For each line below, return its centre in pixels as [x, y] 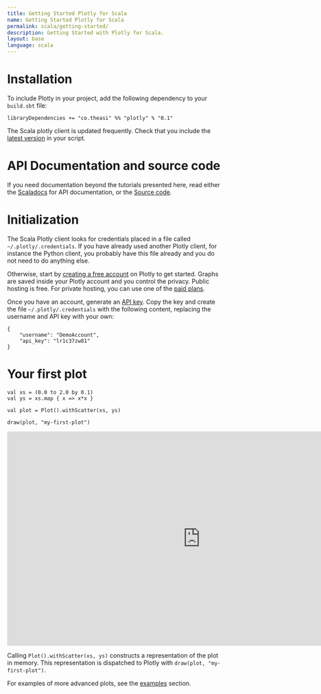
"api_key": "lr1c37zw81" [55, 341]
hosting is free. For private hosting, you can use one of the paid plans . [106, 288]
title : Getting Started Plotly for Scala [67, 13]
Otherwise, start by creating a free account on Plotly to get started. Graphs [113, 274]
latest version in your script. [46, 138]
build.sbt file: [27, 105]
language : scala [30, 45]
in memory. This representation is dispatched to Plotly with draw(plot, [106, 662]
